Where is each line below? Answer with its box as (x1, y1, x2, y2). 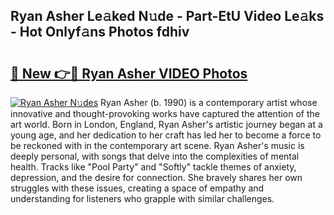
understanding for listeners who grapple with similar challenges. (10, 193, 275, 204)
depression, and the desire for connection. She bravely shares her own (10, 172, 303, 183)
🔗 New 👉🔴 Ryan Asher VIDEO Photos (10, 65, 248, 82)
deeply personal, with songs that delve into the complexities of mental (10, 150, 300, 162)
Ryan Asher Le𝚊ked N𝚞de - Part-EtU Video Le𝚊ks (10, 8, 325, 25)
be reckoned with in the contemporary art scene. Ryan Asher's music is (10, 140, 305, 151)
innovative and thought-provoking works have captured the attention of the (10, 108, 321, 119)
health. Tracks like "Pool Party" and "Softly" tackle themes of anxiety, (10, 161, 297, 173)
